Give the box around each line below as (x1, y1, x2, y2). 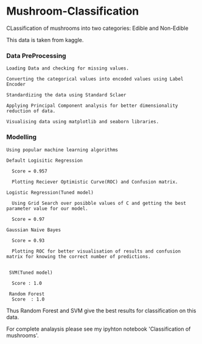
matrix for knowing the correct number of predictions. (6, 253, 151, 260)
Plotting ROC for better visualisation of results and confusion (12, 248, 181, 254)
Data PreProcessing (6, 51, 66, 60)
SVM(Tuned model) (9, 270, 53, 276)
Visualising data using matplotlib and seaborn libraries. (6, 119, 159, 125)
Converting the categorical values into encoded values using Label (6, 76, 184, 82)
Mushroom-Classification (6, 4, 139, 18)
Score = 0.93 (12, 237, 45, 243)
